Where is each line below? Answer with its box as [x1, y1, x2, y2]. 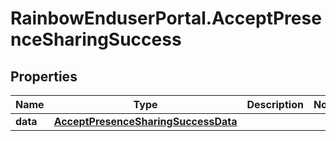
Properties [10, 68, 78, 85]
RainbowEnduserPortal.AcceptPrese [10, 7, 322, 30]
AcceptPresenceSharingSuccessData [53, 115, 238, 128]
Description [246, 98, 304, 111]
